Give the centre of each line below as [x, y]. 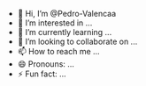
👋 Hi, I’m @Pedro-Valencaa [67, 14]
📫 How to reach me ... [58, 51]
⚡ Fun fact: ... [42, 74]
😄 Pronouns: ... [46, 64]
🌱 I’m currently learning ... [65, 32]
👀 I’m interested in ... [55, 23]
